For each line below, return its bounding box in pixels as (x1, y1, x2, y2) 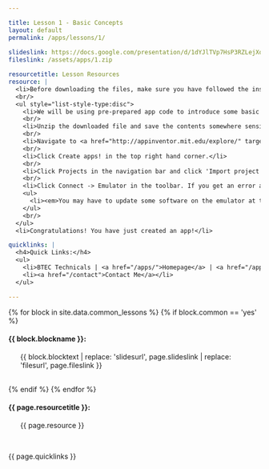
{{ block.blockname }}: (8, 334, 86, 344)
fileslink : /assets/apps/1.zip (8, 56, 113, 64)
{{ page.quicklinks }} (8, 451, 77, 461)
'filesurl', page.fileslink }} (19, 360, 102, 370)
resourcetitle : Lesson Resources (8, 70, 120, 78)
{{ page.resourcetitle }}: (8, 403, 90, 412)
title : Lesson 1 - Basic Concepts (8, 18, 124, 26)
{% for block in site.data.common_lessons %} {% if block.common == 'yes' (8, 307, 258, 317)
